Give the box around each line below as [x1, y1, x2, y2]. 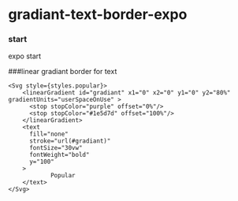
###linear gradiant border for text [8, 67, 117, 76]
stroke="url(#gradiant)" [28, 137, 111, 145]
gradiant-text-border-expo [8, 6, 188, 24]
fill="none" [28, 130, 69, 139]
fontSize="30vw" [28, 144, 83, 152]
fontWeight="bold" [28, 151, 90, 159]
